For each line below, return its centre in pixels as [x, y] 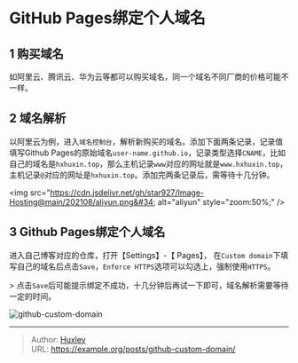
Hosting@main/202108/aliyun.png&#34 [81, 201]
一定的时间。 [32, 296]
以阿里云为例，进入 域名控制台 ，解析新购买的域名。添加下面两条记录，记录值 [146, 141]
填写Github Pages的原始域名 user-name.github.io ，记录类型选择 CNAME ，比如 [148, 153]
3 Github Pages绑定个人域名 [87, 232]
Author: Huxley [58, 339]
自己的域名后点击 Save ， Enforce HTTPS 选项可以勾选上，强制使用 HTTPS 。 [146, 266]
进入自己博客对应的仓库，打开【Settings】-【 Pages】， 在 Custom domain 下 [145, 255]
